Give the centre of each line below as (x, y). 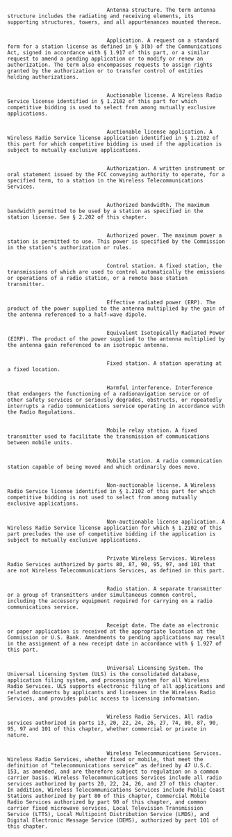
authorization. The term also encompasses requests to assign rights (110, 65)
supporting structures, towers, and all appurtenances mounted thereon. (115, 22)
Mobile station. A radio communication (164, 461)
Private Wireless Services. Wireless (161, 558)
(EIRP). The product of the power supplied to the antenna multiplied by (116, 339)
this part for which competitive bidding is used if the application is (115, 144)
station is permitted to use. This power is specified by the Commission (116, 242)
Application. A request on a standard (163, 40)
